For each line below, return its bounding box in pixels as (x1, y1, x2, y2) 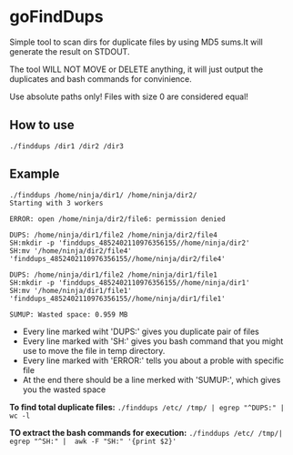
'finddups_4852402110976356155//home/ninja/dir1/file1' (9, 294, 226, 303)
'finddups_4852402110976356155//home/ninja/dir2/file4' (9, 254, 226, 263)
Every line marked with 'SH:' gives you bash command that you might (22, 335, 284, 347)
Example (9, 167, 60, 182)
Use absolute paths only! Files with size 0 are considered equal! (9, 91, 248, 102)
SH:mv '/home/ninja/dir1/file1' (9, 286, 132, 295)
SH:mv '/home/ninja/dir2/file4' (9, 246, 132, 256)
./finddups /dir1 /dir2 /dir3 (9, 141, 125, 151)
